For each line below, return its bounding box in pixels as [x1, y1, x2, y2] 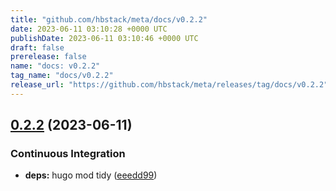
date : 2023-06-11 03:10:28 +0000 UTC [10, 24, 168, 34]
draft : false [10, 42, 65, 53]
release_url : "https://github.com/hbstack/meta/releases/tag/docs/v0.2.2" [10, 80, 329, 90]
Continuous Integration [10, 147, 126, 161]
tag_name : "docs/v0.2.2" [10, 71, 114, 81]
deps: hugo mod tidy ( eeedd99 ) [24, 169, 158, 181]
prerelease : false [10, 52, 87, 62]
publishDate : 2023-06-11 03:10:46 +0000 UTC [10, 33, 199, 43]
